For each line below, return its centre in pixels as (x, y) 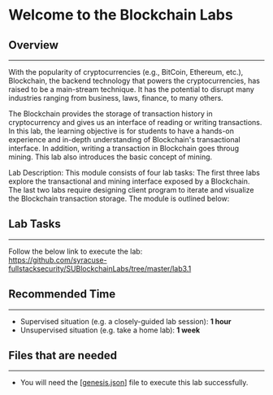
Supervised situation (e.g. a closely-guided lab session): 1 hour (126, 321)
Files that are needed (63, 356)
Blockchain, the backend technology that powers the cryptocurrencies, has (134, 80)
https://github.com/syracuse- (58, 260)
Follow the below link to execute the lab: (76, 251)
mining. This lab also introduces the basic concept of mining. (110, 157)
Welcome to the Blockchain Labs (121, 15)
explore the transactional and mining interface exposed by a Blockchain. (129, 181)
